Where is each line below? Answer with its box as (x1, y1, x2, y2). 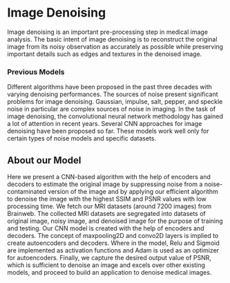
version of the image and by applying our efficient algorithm (48, 188, 219, 196)
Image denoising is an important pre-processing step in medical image (7, 28, 209, 36)
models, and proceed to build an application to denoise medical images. (7, 268, 212, 277)
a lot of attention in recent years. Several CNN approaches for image (7, 120, 202, 128)
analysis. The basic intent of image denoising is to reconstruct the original (7, 35, 218, 43)
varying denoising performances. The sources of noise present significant (7, 90, 218, 98)
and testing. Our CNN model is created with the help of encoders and (7, 224, 204, 232)
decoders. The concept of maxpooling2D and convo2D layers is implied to (7, 232, 219, 240)
